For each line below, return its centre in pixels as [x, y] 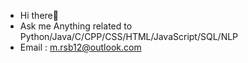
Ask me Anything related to [76, 26]
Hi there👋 [39, 15]
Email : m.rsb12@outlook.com [80, 47]
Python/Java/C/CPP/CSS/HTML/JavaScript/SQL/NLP [129, 36]
